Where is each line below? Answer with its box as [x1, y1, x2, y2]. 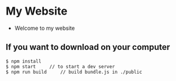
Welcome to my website [14, 24, 76, 32]
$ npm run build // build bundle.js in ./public [5, 69, 143, 75]
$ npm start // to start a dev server [5, 63, 115, 69]
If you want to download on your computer [5, 42, 171, 52]
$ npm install [5, 58, 42, 65]
